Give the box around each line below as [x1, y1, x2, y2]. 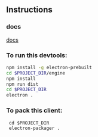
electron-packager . [8, 125, 60, 131]
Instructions [6, 5, 53, 15]
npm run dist [6, 81, 39, 87]
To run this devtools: [6, 51, 68, 59]
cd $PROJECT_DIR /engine [6, 70, 66, 76]
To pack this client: [6, 107, 63, 115]
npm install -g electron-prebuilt [6, 64, 93, 70]
